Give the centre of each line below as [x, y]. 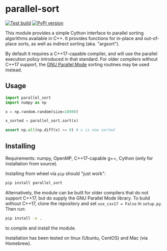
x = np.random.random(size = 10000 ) [42, 112]
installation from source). [31, 163]
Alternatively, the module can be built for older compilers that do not [77, 192]
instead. [14, 70]
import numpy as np [26, 103]
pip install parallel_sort [34, 183]
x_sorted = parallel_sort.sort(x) [42, 121]
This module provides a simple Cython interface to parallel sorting [75, 33]
